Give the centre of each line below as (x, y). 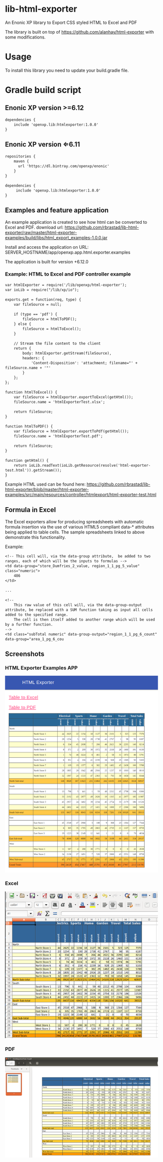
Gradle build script (43, 90)
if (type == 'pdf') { (35, 314)
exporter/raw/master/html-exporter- (41, 232)
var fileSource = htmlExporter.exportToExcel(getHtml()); (73, 397)
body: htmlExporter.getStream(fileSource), (67, 353)
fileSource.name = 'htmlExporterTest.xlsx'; (59, 402)
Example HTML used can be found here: (45, 484)
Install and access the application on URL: (47, 247)
